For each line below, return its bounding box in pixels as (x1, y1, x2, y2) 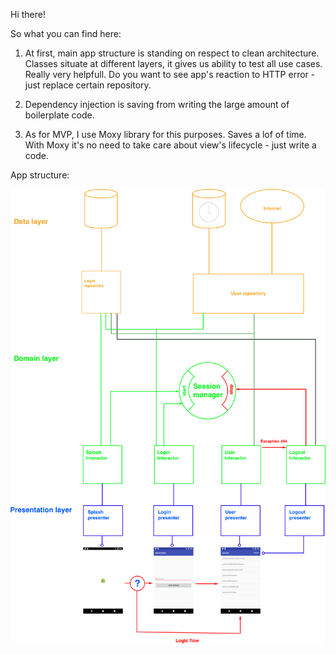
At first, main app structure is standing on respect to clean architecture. (24, 47, 320, 59)
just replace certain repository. (24, 79, 152, 91)
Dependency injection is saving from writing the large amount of (24, 99, 290, 110)
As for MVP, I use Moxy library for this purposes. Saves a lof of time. (24, 129, 307, 140)
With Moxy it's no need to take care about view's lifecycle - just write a (24, 139, 317, 151)
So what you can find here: (10, 28, 122, 39)
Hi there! (10, 9, 46, 20)
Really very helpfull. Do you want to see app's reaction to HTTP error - (24, 69, 316, 80)
